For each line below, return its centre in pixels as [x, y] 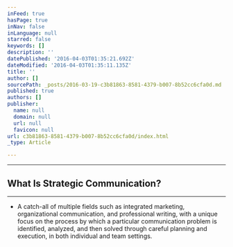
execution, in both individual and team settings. [85, 236]
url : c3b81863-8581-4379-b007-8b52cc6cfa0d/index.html [88, 136]
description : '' [31, 53]
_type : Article [29, 143]
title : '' [21, 71]
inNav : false [26, 26]
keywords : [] [26, 46]
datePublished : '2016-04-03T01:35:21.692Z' [71, 59]
